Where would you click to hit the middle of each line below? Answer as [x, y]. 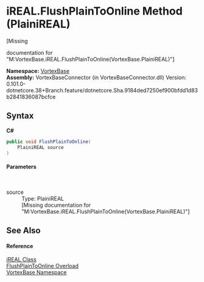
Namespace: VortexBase [38, 70]
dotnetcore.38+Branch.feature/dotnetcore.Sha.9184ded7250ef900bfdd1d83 [102, 90]
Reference [20, 246]
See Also [23, 230]
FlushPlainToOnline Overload [43, 266]
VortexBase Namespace [37, 272]
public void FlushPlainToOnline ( [49, 142]
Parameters [21, 167]
